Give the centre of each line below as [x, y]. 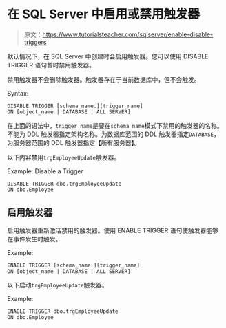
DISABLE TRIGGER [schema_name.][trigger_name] [75, 106]
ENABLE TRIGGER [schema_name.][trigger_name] [73, 265]
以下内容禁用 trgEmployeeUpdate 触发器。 [64, 157]
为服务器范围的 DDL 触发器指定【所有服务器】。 [74, 142]
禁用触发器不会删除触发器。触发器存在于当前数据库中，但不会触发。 [104, 79]
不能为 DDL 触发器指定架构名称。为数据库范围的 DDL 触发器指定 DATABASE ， [114, 134]
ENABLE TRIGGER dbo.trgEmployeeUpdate [63, 311]
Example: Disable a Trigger [45, 171]
